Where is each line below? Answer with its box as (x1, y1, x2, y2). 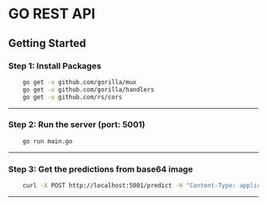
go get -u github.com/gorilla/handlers (22, 85, 155, 94)
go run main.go (22, 137, 73, 145)
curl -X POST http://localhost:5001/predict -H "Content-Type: (22, 181, 237, 189)
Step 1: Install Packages (8, 60, 102, 72)
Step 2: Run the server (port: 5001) (8, 119, 145, 130)
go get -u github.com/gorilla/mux (22, 78, 137, 86)
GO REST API (8, 5, 95, 23)
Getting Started (8, 37, 87, 50)
